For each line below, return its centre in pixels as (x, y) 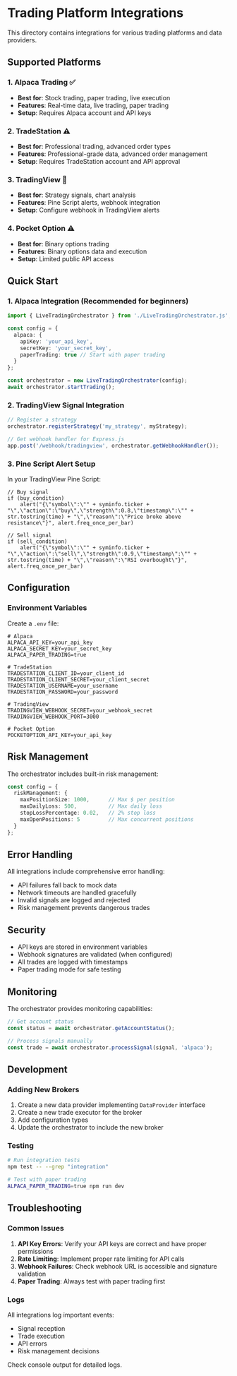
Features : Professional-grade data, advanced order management (113, 154)
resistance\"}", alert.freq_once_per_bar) (71, 523)
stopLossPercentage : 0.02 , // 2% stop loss (88, 813)
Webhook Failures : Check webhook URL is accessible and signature (117, 1266)
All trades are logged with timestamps (73, 962)
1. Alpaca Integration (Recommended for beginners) (98, 301)
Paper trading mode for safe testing (69, 969)
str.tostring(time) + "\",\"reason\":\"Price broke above (94, 517)
